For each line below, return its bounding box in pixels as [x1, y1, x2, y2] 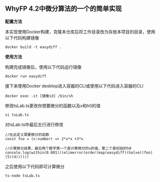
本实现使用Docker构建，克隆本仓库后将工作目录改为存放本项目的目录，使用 [5, 29, 156, 35]
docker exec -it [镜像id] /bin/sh [5, 93, 74, 98]
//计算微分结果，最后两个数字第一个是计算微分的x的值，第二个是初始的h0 [5, 146, 132, 151]
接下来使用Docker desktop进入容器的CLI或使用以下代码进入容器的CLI [5, 83, 144, 89]
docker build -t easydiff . [5, 44, 62, 50]
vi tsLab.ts [5, 112, 29, 117]
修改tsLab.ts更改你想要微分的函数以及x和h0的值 [5, 103, 101, 109]
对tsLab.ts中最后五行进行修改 [5, 121, 64, 127]
